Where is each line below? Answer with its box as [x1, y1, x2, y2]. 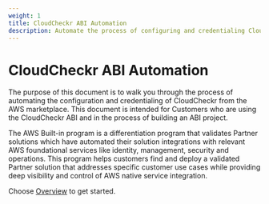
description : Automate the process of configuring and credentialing [8, 26, 246, 34]
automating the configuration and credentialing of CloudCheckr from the [8, 96, 247, 106]
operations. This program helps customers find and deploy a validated [8, 154, 240, 164]
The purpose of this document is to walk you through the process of [8, 87, 234, 97]
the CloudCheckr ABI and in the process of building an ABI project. [8, 113, 228, 122]
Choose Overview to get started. [8, 186, 116, 196]
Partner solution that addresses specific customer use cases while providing [8, 162, 261, 172]
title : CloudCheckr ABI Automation [8, 19, 127, 27]
